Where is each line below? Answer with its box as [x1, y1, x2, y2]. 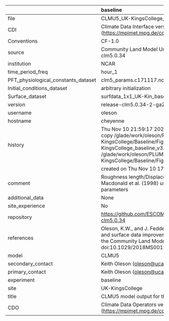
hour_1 [101, 68, 118, 75]
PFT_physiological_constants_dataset [8, 76, 97, 84]
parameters [101, 186, 128, 193]
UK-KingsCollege [101, 285, 143, 291]
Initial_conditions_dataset [8, 85, 67, 92]
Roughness [101, 174, 128, 180]
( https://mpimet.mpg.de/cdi [101, 30, 166, 36]
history [8, 141, 24, 148]
